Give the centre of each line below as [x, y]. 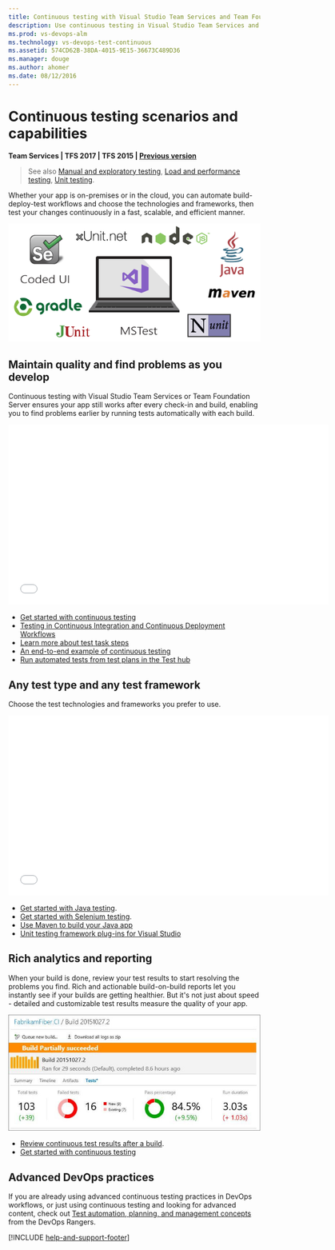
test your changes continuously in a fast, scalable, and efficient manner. [127, 212]
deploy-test [27, 203]
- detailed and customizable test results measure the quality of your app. [128, 1003]
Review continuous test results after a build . [92, 1144]
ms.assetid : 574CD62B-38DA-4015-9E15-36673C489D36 [94, 51]
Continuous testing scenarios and [123, 116]
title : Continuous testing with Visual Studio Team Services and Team [128, 17]
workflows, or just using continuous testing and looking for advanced [122, 1205]
